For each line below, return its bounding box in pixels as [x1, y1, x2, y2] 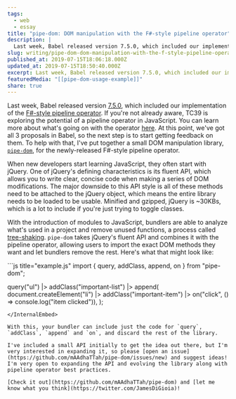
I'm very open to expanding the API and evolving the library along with [7, 360, 228, 367]
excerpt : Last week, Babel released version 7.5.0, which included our [7, 69, 221, 76]
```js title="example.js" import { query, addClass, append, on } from [7, 261, 201, 270]
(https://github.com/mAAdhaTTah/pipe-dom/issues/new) [7, 354, 169, 362]
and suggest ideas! [171, 354, 228, 362]
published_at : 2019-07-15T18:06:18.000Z [7, 56, 128, 63]
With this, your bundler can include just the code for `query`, [7, 324, 202, 331]
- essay [13, 23, 37, 30]
